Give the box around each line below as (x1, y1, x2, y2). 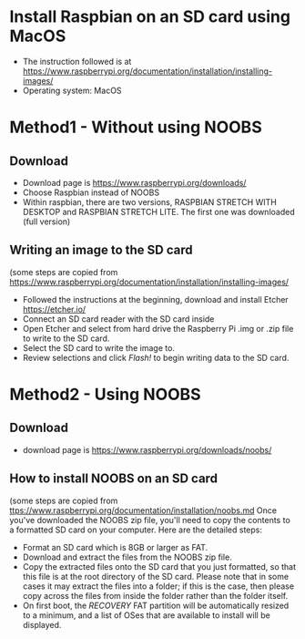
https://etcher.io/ (22, 304, 86, 314)
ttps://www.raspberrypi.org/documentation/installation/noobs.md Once (9, 504, 278, 516)
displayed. (22, 619, 62, 630)
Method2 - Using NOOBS (9, 384, 202, 405)
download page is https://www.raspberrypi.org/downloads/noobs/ (22, 444, 272, 455)
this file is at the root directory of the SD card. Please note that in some (22, 571, 290, 582)
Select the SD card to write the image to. (22, 342, 176, 353)
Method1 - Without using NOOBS (9, 117, 262, 138)
